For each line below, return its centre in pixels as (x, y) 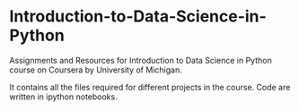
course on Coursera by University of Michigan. (96, 70)
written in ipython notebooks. (64, 97)
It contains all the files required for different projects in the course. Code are (150, 87)
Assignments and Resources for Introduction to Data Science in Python (141, 60)
